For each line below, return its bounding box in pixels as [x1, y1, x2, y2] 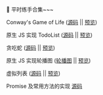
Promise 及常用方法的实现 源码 [6, 82, 83, 90]
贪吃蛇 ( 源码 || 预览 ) [6, 44, 55, 51]
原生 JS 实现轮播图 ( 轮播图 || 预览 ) [6, 57, 92, 64]
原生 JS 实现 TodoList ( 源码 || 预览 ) [6, 31, 93, 38]
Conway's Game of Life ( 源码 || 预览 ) [6, 19, 98, 26]
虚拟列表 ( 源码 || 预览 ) [6, 70, 61, 77]
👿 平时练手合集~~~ [6, 6, 54, 13]
